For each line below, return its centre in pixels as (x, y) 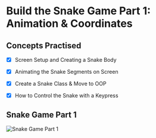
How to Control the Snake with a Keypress (66, 96)
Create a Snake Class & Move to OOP (60, 84)
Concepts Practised (44, 46)
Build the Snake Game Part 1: (78, 11)
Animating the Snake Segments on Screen (66, 72)
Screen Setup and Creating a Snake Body (66, 60)
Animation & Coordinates (69, 23)
